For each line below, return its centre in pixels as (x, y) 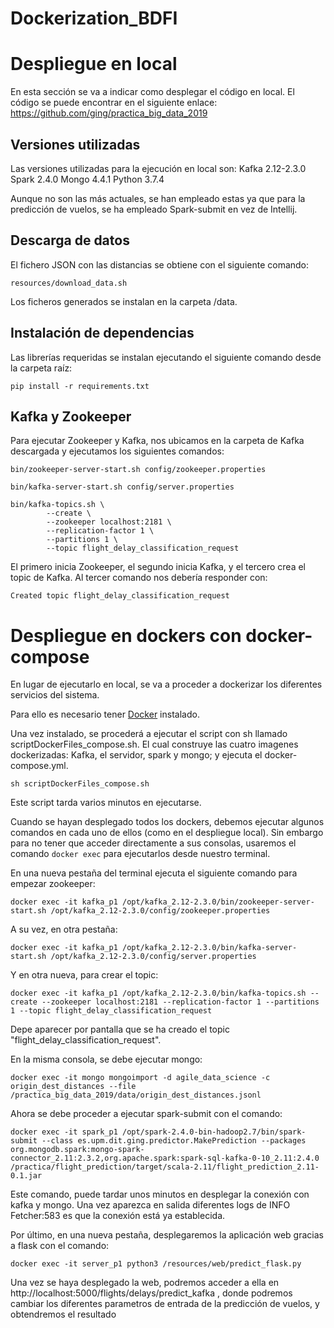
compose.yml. (39, 766)
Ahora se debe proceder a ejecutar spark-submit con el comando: (146, 1114)
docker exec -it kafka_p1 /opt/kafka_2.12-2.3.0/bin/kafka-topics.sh (158, 993)
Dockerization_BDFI (94, 18)
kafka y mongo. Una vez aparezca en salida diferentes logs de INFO (150, 1205)
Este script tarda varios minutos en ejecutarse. (106, 803)
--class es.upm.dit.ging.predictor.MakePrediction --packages (174, 1141)
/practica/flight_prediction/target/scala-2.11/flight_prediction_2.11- (165, 1167)
